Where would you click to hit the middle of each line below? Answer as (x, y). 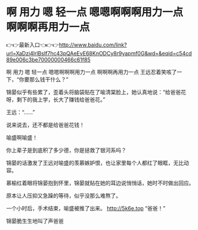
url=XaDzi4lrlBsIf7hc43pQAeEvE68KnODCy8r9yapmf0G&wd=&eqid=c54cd (99, 53)
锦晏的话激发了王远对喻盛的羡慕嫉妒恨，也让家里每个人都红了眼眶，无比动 (98, 163)
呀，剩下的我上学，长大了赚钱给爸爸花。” (56, 100)
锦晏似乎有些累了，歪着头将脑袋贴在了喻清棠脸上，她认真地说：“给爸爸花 (96, 92)
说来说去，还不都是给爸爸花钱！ (45, 125)
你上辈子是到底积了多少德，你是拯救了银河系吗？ (66, 150)
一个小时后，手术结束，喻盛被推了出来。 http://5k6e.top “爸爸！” (86, 208)
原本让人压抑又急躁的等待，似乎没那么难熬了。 (64, 195)
